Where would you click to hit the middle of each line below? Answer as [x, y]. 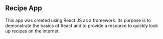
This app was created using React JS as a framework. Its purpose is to [78, 20]
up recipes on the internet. [33, 31]
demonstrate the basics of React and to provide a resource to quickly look [82, 25]
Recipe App [24, 8]
